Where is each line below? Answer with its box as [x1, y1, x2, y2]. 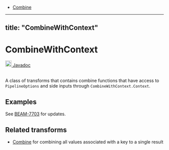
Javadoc [12, 62, 31, 68]
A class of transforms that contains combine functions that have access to [5, 78, 159, 84]
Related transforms [5, 125, 67, 134]
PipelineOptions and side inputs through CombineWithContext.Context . [5, 83, 151, 89]
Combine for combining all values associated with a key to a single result [12, 138, 163, 145]
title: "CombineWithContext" [5, 24, 99, 32]
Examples [5, 98, 37, 106]
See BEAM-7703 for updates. [5, 111, 66, 117]
